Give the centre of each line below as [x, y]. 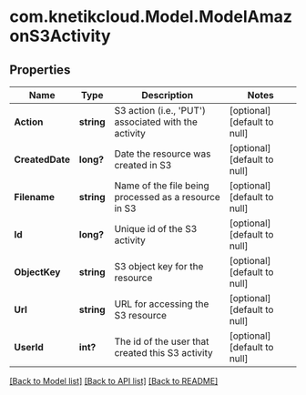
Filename [34, 197]
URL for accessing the [162, 304]
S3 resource [140, 315]
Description [167, 95]
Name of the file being [162, 186]
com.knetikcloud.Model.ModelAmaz [151, 17]
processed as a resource [167, 197]
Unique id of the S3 [156, 229]
